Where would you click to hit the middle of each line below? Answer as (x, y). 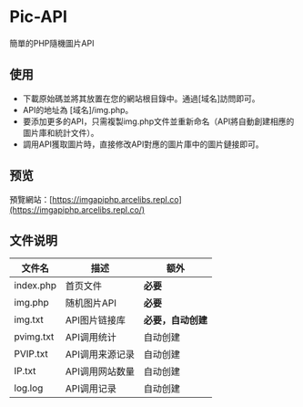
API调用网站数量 (100, 371)
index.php (35, 286)
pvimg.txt (34, 337)
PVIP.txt (31, 354)
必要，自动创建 (175, 320)
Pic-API (39, 17)
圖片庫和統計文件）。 (61, 132)
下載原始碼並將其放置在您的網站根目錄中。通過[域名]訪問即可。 (141, 99)
